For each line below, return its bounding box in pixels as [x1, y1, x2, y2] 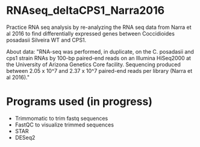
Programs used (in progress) [6, 95, 152, 108]
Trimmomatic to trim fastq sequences [14, 114, 108, 122]
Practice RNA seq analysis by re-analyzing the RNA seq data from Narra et [6, 23, 192, 31]
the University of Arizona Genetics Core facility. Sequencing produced [6, 61, 181, 68]
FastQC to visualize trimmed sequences [14, 121, 114, 128]
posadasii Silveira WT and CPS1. [6, 36, 87, 43]
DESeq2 [14, 134, 36, 141]
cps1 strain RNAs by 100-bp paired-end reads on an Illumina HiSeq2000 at [6, 54, 192, 61]
